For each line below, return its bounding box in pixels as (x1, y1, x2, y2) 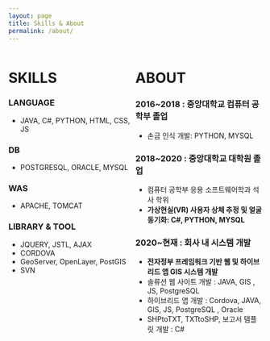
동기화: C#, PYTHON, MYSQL (147, 215, 245, 225)
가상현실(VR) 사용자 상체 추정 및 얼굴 (147, 205, 262, 214)
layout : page (8, 11, 52, 20)
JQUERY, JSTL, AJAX (19, 239, 93, 249)
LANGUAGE (8, 98, 55, 109)
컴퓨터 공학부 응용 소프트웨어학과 (147, 185, 251, 194)
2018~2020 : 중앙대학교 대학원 (135, 152, 251, 164)
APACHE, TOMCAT (19, 201, 83, 210)
